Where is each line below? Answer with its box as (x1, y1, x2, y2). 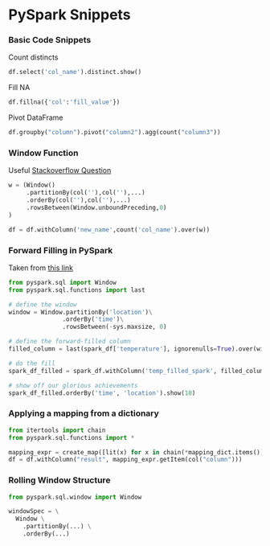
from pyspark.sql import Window (8, 278, 117, 286)
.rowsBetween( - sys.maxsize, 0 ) (62, 323, 167, 331)
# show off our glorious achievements (8, 381, 138, 389)
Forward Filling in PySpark (8, 244, 113, 256)
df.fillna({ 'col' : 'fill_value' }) (8, 98, 121, 106)
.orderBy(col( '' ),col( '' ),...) (26, 196, 131, 204)
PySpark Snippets (8, 6, 131, 24)
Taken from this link (8, 263, 74, 273)
